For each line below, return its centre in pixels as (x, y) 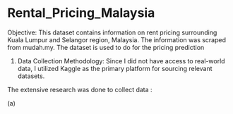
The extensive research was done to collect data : (80, 89)
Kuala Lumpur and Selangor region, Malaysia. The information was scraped (117, 39)
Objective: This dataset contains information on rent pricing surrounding (112, 32)
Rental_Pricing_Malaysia (81, 13)
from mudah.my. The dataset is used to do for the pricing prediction (106, 47)
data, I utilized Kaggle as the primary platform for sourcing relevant (115, 68)
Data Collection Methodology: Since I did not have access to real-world (121, 61)
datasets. (31, 76)
